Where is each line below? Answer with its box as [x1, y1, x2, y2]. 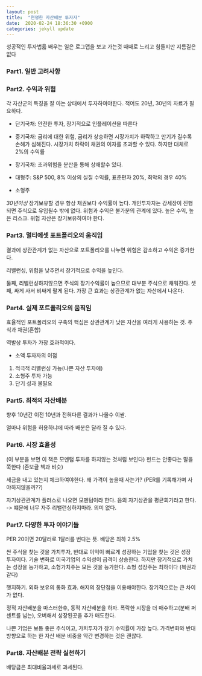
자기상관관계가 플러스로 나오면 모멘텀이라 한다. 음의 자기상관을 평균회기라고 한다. [6, 496, 197, 504]
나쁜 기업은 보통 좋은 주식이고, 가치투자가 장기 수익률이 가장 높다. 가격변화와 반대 [6, 624, 196, 632]
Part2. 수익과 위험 [6, 85, 56, 94]
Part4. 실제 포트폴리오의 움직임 [6, 304, 92, 312]
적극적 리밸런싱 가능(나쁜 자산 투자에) [14, 365, 103, 372]
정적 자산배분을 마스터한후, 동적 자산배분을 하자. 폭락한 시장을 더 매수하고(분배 [6, 604, 190, 611]
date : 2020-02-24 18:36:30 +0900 [6, 20, 93, 26]
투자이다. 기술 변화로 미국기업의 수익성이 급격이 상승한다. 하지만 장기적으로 [6, 556, 182, 563]
